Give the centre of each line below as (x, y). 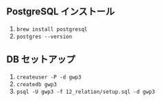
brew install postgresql (52, 29)
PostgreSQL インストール (60, 12)
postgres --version (44, 37)
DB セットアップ (41, 60)
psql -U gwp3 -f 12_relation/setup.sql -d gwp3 (85, 92)
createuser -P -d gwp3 (49, 77)
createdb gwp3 (36, 84)
